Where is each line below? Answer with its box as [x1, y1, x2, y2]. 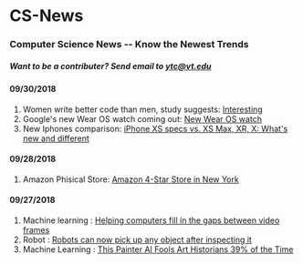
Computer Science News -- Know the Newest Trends [9, 38, 249, 51]
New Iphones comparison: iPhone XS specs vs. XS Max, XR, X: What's [22, 123, 288, 134]
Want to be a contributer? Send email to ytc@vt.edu [9, 60, 212, 71]
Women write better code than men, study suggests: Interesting [22, 104, 263, 115]
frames [22, 225, 50, 236]
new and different [22, 133, 89, 144]
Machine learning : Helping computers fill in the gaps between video [22, 215, 280, 226]
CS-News [9, 5, 84, 26]
